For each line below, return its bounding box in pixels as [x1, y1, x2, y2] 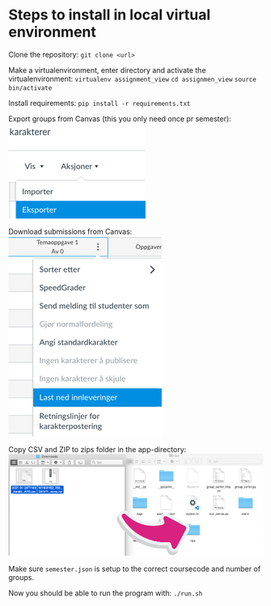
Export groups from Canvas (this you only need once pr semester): [8, 113, 232, 123]
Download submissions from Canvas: [8, 227, 133, 236]
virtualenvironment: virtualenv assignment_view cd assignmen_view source [8, 74, 256, 83]
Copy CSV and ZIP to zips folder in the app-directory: [8, 444, 187, 454]
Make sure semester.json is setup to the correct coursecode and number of [8, 564, 261, 574]
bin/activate [8, 83, 53, 92]
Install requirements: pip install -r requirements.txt [8, 98, 191, 108]
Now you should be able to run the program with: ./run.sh [8, 588, 203, 598]
